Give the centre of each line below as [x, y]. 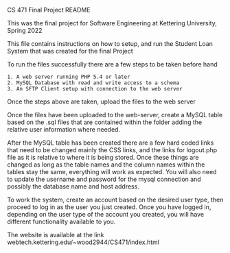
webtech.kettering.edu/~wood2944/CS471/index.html [83, 242]
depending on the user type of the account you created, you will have [106, 214]
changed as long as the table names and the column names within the [106, 165]
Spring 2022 [25, 31]
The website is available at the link [56, 235]
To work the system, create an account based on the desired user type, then [115, 200]
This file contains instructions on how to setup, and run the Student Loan [110, 44]
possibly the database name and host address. [73, 186]
